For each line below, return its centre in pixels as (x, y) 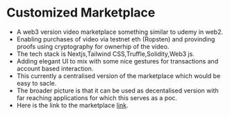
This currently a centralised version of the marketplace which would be (118, 76)
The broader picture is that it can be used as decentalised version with (118, 90)
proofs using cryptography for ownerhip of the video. (93, 46)
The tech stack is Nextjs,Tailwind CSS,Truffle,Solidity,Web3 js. (106, 54)
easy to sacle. (36, 83)
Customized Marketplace (81, 13)
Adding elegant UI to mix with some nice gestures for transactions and (117, 61)
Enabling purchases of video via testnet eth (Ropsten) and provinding (116, 39)
